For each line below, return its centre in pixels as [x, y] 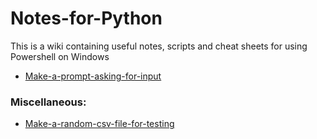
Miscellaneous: [48, 102]
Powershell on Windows [60, 56]
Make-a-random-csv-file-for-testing [99, 124]
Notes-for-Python [86, 18]
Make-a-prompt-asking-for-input [93, 76]
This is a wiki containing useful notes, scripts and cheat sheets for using [159, 46]
